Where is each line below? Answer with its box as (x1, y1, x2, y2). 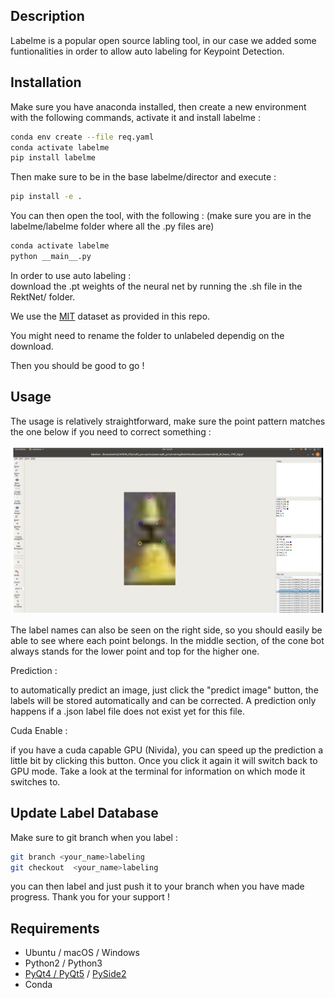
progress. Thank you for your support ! (10, 891, 170, 903)
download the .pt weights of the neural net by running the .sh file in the (10, 280, 303, 292)
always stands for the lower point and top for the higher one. (10, 645, 260, 657)
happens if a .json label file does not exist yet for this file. (10, 705, 245, 717)
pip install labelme (10, 153, 97, 163)
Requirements (10, 920, 100, 937)
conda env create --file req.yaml (10, 132, 155, 142)
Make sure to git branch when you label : (10, 831, 178, 843)
